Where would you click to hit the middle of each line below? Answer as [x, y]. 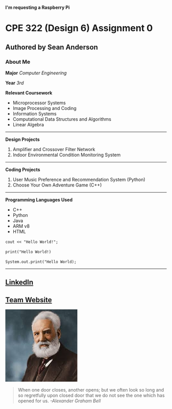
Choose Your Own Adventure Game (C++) [57, 185]
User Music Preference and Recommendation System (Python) [79, 179]
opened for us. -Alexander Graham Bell [59, 401]
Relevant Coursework [29, 92]
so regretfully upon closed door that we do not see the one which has [91, 396]
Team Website [29, 300]
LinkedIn [19, 282]
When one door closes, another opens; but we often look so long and [91, 390]
